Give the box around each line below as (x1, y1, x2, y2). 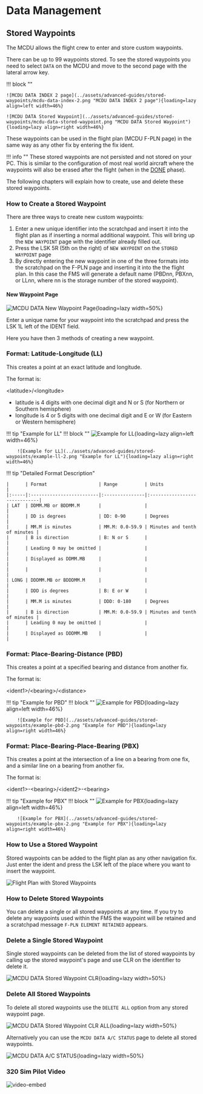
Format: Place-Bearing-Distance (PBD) (6, 649, 123, 658)
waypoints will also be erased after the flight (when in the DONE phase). (6, 166, 186, 173)
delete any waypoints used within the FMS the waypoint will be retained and (6, 914, 196, 922)
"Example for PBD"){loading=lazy (82, 722, 167, 729)
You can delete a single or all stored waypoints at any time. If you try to (6, 908, 184, 915)
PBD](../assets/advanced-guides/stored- (55, 717, 159, 723)
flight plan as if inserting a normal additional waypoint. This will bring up (15, 232, 195, 239)
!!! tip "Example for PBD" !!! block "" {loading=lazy (6, 699, 179, 706)
